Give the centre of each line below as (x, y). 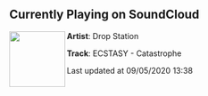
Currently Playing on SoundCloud (104, 15)
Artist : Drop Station (103, 36)
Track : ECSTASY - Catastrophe (124, 53)
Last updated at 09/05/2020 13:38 (130, 70)
